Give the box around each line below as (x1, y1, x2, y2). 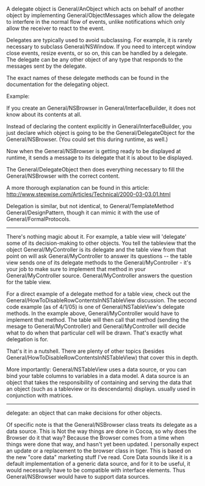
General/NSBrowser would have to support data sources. (6, 473, 150, 480)
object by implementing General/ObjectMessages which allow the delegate (6, 12, 195, 19)
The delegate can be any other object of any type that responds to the (6, 56, 183, 63)
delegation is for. (6, 336, 49, 343)
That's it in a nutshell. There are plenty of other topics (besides (6, 347, 165, 355)
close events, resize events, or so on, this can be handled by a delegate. (6, 49, 188, 57)
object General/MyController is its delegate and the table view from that (6, 246, 187, 253)
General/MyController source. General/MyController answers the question (6, 272, 193, 279)
